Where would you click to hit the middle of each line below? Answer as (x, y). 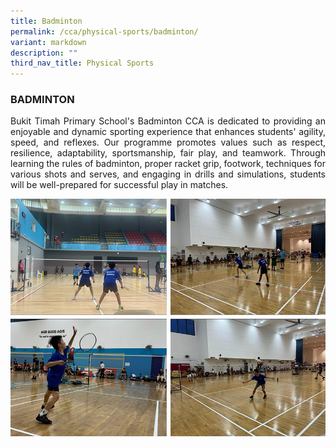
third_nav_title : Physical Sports (82, 63)
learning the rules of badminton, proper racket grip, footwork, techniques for (168, 164)
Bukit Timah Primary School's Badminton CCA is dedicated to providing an (168, 121)
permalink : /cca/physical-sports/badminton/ (104, 31)
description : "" (44, 53)
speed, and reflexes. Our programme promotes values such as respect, (168, 142)
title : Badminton (46, 21)
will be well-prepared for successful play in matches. (119, 185)
